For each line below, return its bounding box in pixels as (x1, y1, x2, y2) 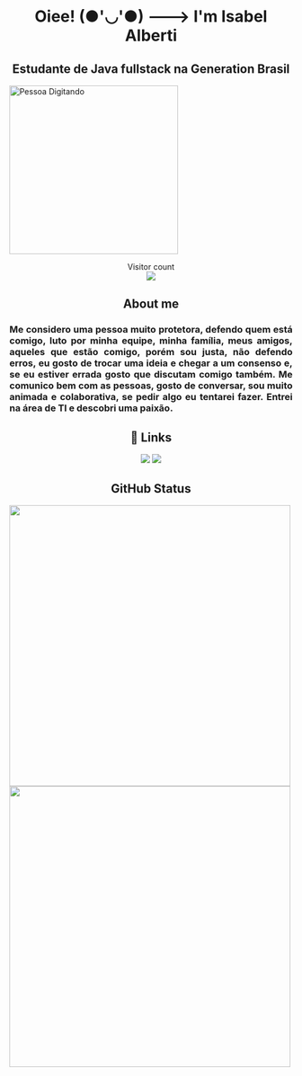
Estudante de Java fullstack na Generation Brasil (12, 61, 290, 76)
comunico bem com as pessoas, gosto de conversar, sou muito (9, 379, 293, 392)
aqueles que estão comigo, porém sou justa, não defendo (9, 346, 293, 359)
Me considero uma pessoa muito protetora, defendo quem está (9, 324, 293, 336)
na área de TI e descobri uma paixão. (9, 402, 173, 414)
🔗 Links (129, 430, 173, 445)
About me (122, 297, 180, 312)
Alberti (124, 25, 178, 46)
